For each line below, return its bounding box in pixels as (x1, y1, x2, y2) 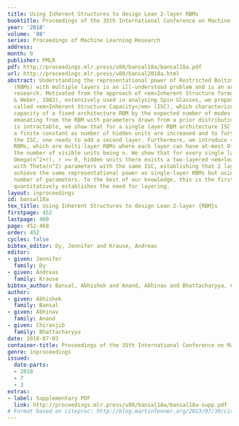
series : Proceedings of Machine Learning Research (7, 37, 161, 44)
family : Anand (14, 315, 55, 323)
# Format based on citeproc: (7, 407, 94, 415)
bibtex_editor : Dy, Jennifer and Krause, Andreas (7, 242, 158, 249)
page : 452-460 (7, 222, 50, 229)
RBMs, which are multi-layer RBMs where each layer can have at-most (14, 143, 224, 150)
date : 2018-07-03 (7, 335, 59, 342)
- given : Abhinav (7, 308, 59, 316)
